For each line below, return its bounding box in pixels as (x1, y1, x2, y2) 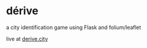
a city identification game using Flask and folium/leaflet (6, 24, 141, 31)
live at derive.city (6, 35, 49, 42)
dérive (6, 4, 39, 18)
